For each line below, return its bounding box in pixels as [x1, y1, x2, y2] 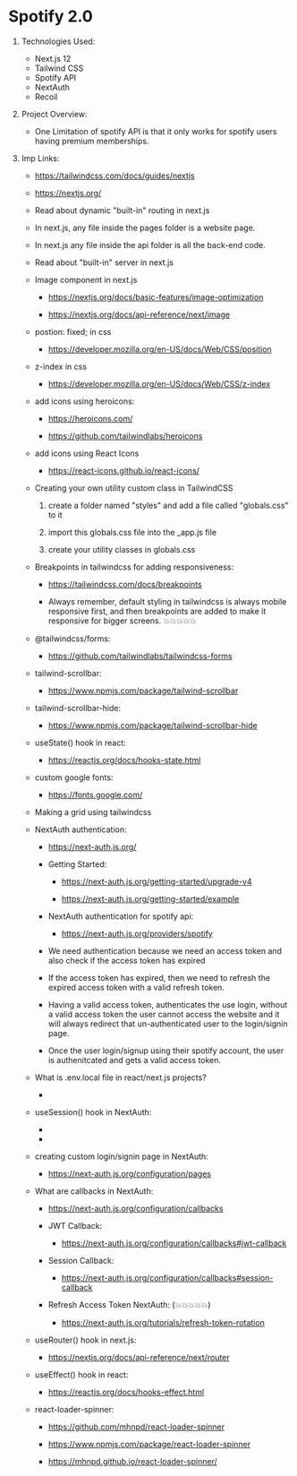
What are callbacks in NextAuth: [34, 1185, 154, 1197]
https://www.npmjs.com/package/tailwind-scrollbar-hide [47, 719, 258, 731]
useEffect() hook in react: [34, 1369, 129, 1380]
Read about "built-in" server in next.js [34, 257, 174, 268]
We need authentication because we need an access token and [47, 945, 283, 956]
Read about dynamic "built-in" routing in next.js [34, 204, 210, 216]
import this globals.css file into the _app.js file [47, 527, 216, 537]
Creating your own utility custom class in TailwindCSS [34, 482, 233, 493]
